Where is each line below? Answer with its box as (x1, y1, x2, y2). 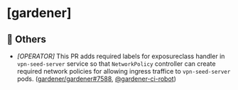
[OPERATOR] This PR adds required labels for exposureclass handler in (16, 52, 225, 60)
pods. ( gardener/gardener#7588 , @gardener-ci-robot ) (16, 74, 177, 83)
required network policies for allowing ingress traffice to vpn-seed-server (16, 67, 231, 75)
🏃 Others (6, 33, 47, 45)
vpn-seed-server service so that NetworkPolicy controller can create (16, 60, 216, 68)
